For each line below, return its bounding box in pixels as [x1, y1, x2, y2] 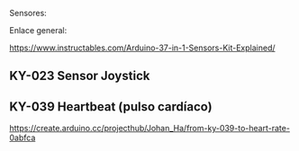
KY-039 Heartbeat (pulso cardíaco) [9, 99, 213, 114]
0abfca [9, 132, 36, 143]
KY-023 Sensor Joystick [9, 68, 150, 84]
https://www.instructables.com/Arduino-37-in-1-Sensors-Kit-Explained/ [9, 42, 276, 53]
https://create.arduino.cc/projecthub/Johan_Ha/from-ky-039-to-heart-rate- [9, 123, 291, 134]
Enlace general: [9, 25, 68, 35]
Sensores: [9, 8, 47, 18]
